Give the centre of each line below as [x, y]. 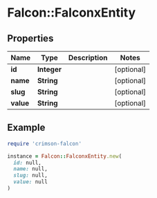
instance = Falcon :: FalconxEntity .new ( [65, 156]
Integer [49, 69]
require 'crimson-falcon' [44, 143]
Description [88, 58]
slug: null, [31, 175]
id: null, [27, 163]
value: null [31, 182]
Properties [30, 38]
